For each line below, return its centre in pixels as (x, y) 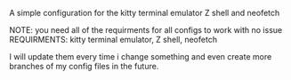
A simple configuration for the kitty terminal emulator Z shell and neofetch (145, 13)
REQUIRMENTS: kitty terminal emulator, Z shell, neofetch (113, 40)
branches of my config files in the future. (84, 66)
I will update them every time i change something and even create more (141, 56)
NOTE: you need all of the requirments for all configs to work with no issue (146, 30)
